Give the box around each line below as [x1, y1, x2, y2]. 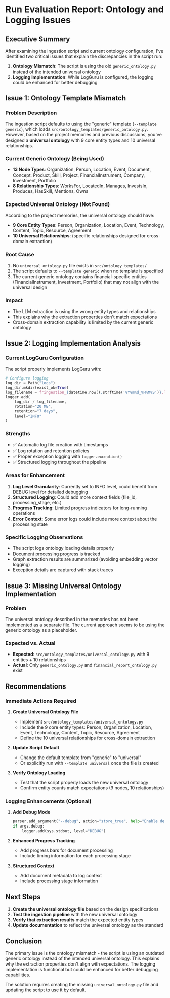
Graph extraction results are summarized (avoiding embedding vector [12, 556, 158, 562]
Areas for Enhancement [5, 472, 65, 479]
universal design [12, 284, 47, 290]
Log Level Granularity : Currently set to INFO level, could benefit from [12, 483, 158, 489]
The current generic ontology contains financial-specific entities [12, 273, 147, 280]
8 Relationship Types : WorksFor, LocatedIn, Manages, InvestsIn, [12, 183, 148, 189]
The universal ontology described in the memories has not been [5, 616, 139, 622]
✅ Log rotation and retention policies [12, 448, 90, 454]
